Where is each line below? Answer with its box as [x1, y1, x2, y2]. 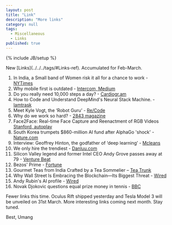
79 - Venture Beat [13, 156, 51, 162]
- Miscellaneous [10, 31, 45, 36]
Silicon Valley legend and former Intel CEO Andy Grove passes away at [13, 150, 162, 156]
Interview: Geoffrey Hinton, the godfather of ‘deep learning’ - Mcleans [13, 140, 161, 146]
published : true [6, 41, 40, 46]
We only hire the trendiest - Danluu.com [13, 145, 97, 151]
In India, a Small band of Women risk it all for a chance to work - [13, 75, 149, 81]
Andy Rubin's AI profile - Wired [13, 177, 79, 184]
